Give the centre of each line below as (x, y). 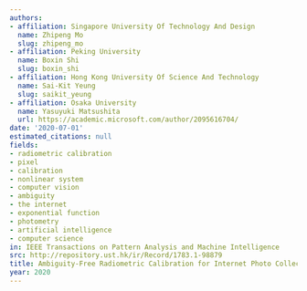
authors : (26, 18)
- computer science (47, 238)
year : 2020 (30, 273)
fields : (24, 145)
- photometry (34, 221)
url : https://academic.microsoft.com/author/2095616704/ (128, 120)
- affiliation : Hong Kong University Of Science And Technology (134, 78)
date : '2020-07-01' (47, 129)
